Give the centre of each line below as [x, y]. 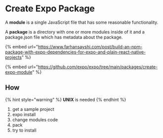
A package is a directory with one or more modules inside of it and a [75, 32]
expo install [24, 114]
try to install [24, 130]
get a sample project [33, 109]
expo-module [19, 72]
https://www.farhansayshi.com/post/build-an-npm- [90, 46]
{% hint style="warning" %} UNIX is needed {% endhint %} [66, 99]
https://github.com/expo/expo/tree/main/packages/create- [98, 67]
